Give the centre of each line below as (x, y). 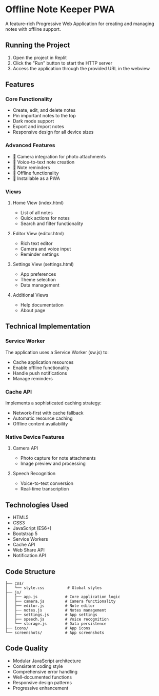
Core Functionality (29, 99)
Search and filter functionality (52, 223)
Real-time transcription (45, 489)
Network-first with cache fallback (48, 413)
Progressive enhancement (41, 688)
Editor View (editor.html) (38, 234)
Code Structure (30, 572)
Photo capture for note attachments (58, 458)
